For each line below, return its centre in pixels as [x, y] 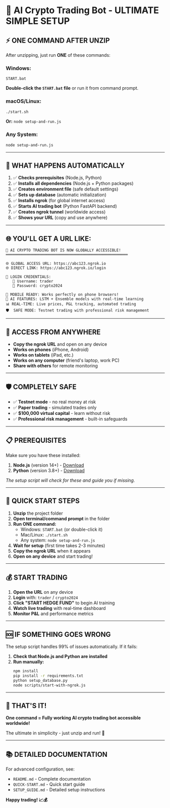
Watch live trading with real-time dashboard [59, 608]
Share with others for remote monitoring [55, 366]
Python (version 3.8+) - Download [49, 470]
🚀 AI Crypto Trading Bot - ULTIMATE [82, 10]
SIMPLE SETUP [38, 21]
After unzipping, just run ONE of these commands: [58, 55]
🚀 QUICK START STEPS [43, 501]
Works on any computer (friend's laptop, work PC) [66, 360]
